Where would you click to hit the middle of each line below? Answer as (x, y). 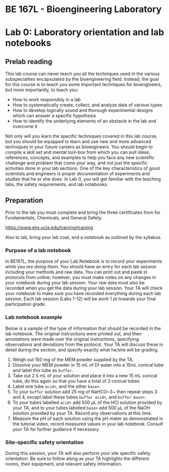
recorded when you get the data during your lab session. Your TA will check (84, 288)
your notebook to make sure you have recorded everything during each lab (83, 293)
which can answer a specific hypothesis (54, 116)
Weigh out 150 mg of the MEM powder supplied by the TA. (73, 360)
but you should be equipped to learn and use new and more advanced (78, 142)
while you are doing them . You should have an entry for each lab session (81, 267)
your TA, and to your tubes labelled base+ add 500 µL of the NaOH (81, 407)
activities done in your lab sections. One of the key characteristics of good (82, 168)
